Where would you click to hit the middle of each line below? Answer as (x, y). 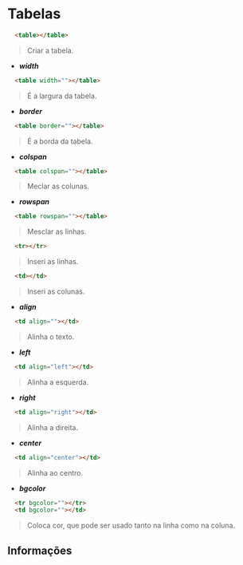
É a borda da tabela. (60, 141)
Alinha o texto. (51, 337)
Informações (40, 550)
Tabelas (34, 14)
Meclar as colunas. (58, 186)
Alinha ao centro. (55, 472)
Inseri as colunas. (56, 291)
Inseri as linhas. (53, 262)
